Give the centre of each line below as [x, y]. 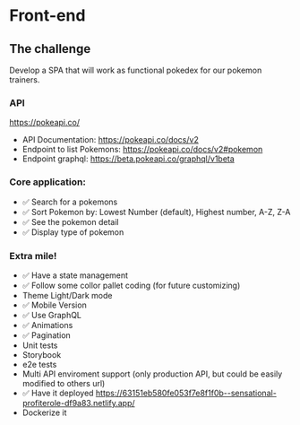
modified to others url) [64, 383]
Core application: [48, 182]
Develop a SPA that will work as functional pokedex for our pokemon [136, 70]
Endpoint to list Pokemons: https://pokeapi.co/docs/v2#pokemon [142, 150]
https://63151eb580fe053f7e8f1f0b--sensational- [186, 393]
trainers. [25, 80]
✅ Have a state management [75, 275]
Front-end [47, 16]
